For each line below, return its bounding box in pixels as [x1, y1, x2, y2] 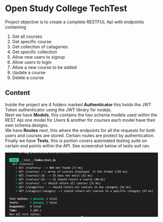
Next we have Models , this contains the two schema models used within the [5, 112, 158, 118]
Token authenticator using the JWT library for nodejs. [5, 107, 112, 112]
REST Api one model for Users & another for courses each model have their [5, 117, 156, 123]
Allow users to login [12, 59, 52, 65]
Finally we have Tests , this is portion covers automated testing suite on [5, 138, 147, 143]
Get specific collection [12, 49, 57, 55]
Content [5, 89, 31, 97]
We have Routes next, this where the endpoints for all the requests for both [5, 127, 156, 133]
